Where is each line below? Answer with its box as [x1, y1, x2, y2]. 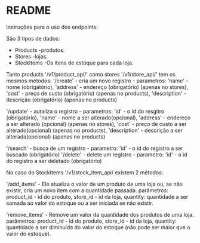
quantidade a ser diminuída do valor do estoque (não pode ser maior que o [6, 223, 190, 230]
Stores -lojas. [14, 53, 48, 60]
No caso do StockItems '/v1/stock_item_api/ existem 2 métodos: [6, 168, 164, 176]
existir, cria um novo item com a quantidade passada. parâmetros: [6, 186, 168, 194]
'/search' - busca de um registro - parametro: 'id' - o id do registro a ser [6, 144, 183, 152]
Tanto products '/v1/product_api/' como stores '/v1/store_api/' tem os [6, 70, 176, 78]
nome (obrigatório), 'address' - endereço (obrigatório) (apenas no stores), [6, 83, 189, 90]
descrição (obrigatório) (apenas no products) [6, 96, 118, 103]
